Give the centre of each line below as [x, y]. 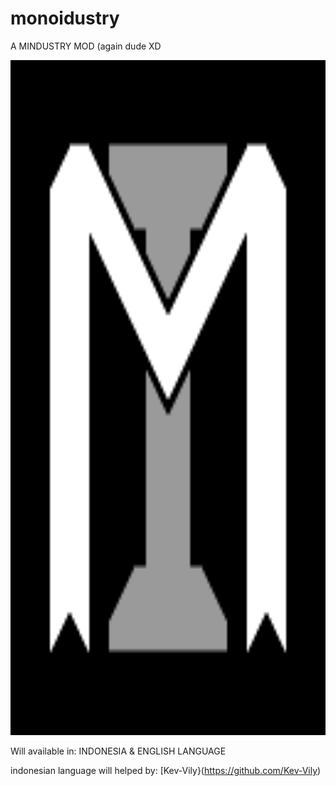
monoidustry [65, 18]
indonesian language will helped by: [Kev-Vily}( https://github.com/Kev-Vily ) [166, 770]
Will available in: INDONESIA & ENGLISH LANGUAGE [118, 751]
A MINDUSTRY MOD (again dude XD [86, 46]
